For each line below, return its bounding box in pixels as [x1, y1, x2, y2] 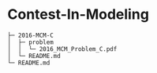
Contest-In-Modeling [7, 5, 149, 24]
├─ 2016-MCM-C [7, 31, 54, 39]
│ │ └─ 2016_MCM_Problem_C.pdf [7, 45, 118, 53]
